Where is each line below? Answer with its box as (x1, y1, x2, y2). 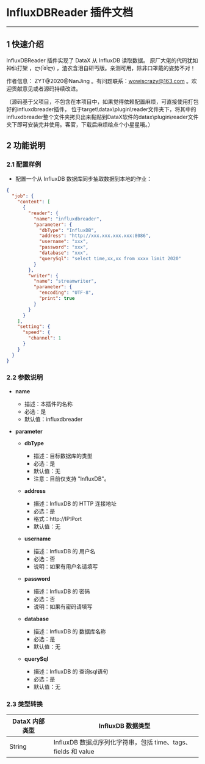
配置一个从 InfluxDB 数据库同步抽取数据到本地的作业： (15, 175, 153, 183)
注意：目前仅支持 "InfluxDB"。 (33, 475, 110, 482)
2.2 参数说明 (6, 373, 43, 382)
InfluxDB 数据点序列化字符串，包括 (53, 738, 153, 747)
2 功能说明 (6, 140, 46, 151)
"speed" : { (22, 329, 51, 336)
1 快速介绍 (6, 39, 45, 49)
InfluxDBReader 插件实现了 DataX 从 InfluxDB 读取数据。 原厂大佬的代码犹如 (6, 56, 198, 64)
